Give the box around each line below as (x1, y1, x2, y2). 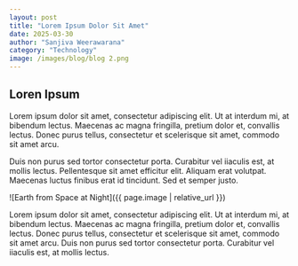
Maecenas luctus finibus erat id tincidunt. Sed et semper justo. (9, 175, 238, 185)
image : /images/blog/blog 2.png (9, 54, 129, 63)
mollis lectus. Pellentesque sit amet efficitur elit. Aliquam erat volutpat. (9, 165, 267, 176)
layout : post (9, 12, 58, 22)
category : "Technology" (9, 46, 98, 55)
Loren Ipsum (9, 87, 80, 102)
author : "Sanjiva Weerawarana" (9, 37, 125, 47)
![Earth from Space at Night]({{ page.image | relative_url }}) (9, 192, 226, 202)
